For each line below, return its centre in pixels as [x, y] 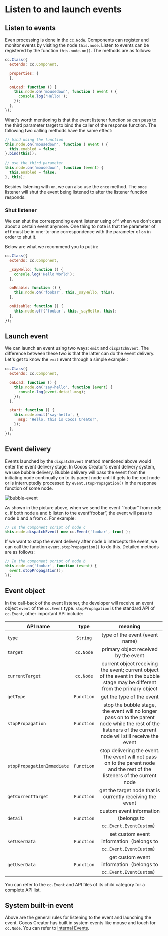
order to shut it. [21, 237]
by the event [130, 655]
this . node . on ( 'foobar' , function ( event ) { [51, 566]
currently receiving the [130, 796]
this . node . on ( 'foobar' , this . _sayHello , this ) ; [64, 293]
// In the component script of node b [45, 561]
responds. [15, 197]
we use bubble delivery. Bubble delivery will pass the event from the [75, 472]
